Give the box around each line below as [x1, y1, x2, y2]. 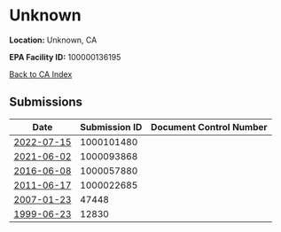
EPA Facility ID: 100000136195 [9, 51, 121, 62]
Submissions [9, 95, 82, 110]
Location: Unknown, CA [9, 35, 98, 45]
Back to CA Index [9, 68, 73, 80]
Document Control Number [150, 120, 268, 133]
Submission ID [79, 120, 143, 133]
